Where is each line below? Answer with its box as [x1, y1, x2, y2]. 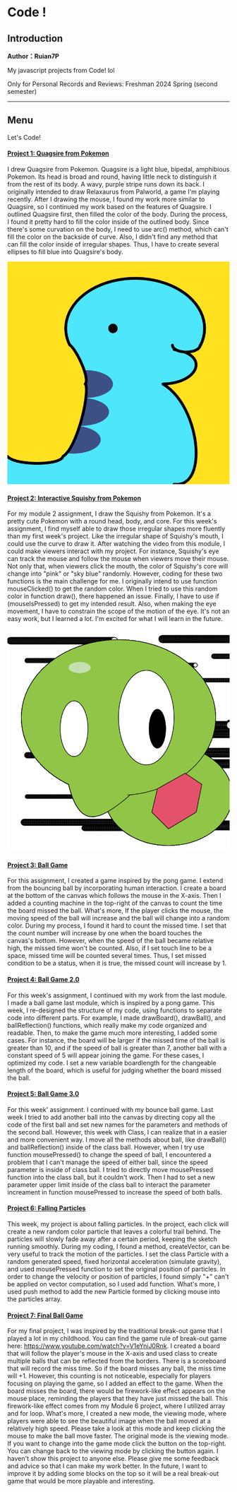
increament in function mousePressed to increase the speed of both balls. [7, 1188, 222, 1196]
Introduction [7, 32, 63, 45]
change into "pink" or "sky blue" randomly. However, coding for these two [7, 569, 223, 578]
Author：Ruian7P [7, 52, 60, 60]
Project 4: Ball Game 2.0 [7, 976, 80, 984]
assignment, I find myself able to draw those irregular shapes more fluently [7, 524, 226, 533]
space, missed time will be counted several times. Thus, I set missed [7, 952, 207, 960]
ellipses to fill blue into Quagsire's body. [7, 248, 123, 256]
